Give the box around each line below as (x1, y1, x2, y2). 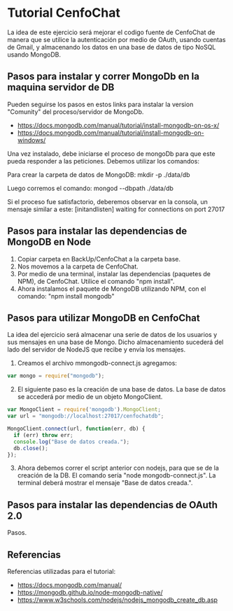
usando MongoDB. (7, 50, 62, 59)
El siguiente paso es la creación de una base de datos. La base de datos (17, 385, 226, 394)
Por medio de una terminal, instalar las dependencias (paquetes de (17, 269, 211, 278)
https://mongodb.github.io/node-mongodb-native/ (17, 589, 163, 596)
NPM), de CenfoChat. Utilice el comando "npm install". (17, 277, 175, 285)
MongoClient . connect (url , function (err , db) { (7, 425, 146, 432)
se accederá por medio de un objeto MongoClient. (17, 393, 163, 401)
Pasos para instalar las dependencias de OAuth (7, 498, 218, 511)
